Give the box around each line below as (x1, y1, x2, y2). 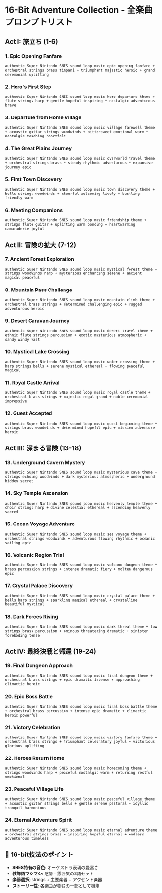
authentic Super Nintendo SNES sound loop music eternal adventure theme (5, 827, 158, 833)
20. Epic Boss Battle (5, 693, 53, 700)
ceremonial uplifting (5, 72, 49, 77)
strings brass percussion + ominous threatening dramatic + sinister (5, 628, 149, 634)
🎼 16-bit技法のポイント (5, 851, 74, 859)
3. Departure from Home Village (5, 114, 81, 121)
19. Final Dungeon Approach (5, 662, 73, 669)
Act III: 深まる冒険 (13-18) (5, 444, 81, 452)
